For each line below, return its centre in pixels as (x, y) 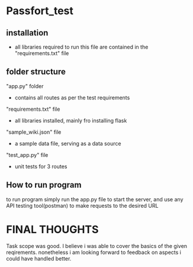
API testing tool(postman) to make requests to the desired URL (82, 205)
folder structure (36, 72)
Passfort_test (40, 11)
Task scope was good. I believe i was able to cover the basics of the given (97, 246)
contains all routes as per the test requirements (72, 97)
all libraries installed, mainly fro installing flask (71, 120)
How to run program (44, 185)
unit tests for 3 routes (41, 166)
